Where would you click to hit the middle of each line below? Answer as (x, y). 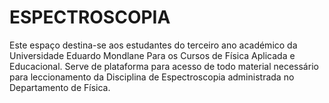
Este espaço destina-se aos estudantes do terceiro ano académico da (153, 45)
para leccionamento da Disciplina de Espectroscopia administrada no (152, 77)
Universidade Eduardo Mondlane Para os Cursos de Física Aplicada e (152, 55)
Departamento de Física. (60, 87)
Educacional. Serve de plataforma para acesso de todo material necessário (164, 66)
